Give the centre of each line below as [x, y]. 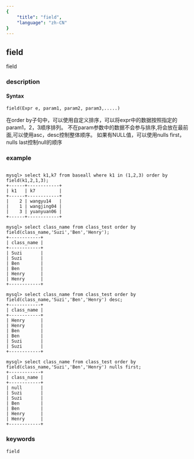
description [23, 82]
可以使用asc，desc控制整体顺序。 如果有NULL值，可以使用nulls [90, 135]
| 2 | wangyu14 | [34, 201]
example [19, 158]
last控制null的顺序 [41, 142]
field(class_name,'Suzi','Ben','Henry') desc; [64, 300]
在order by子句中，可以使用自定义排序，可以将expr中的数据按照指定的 [92, 120]
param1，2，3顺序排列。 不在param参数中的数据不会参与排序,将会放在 [92, 127]
